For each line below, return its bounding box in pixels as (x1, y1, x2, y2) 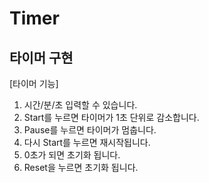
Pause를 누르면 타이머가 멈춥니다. (23, 124, 157, 136)
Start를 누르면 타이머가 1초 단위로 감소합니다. (23, 112, 200, 123)
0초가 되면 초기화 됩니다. (23, 149, 121, 161)
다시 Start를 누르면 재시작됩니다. (23, 137, 151, 148)
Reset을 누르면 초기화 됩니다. (23, 162, 139, 173)
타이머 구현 (9, 49, 74, 66)
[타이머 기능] (9, 78, 59, 89)
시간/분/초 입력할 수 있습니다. (23, 99, 138, 111)
